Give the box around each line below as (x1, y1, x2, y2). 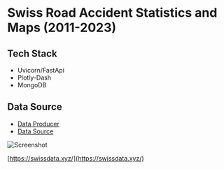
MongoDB (17, 81, 47, 89)
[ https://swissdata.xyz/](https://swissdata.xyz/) (7, 154, 145, 162)
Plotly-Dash (17, 73, 51, 82)
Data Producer (17, 119, 59, 128)
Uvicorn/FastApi (17, 66, 65, 74)
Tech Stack (7, 47, 57, 59)
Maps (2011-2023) (7, 20, 117, 36)
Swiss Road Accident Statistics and (7, 5, 218, 21)
